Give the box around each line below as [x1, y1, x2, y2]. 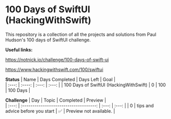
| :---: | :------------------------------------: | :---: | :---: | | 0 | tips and [5, 102, 154, 108]
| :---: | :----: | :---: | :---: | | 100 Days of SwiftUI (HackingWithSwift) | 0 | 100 [5, 82, 166, 88]
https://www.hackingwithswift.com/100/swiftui [5, 66, 103, 73]
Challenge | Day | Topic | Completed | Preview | [5, 97, 106, 103]
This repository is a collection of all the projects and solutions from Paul [5, 31, 157, 37]
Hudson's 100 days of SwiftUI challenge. [5, 37, 91, 43]
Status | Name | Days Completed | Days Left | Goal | [5, 76, 116, 82]
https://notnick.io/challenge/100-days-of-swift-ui [5, 56, 109, 62]
